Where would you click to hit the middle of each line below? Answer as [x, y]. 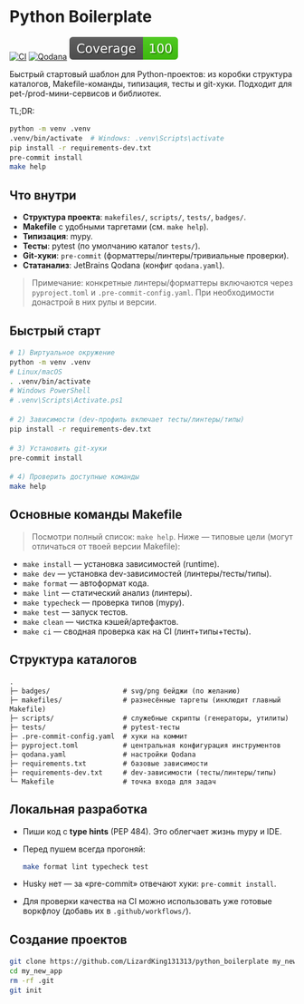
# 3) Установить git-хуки [58, 448]
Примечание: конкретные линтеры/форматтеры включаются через [162, 283]
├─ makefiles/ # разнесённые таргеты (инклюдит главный [145, 700]
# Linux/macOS [36, 372]
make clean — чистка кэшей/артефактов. [100, 621]
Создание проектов [68, 939]
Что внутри [43, 195]
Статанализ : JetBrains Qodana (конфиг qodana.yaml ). [123, 266]
